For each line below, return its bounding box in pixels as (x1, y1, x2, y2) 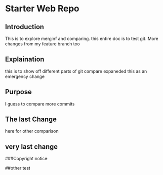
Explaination (5, 55, 44, 64)
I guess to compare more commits (5, 101, 75, 106)
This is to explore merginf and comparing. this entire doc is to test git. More (5, 35, 159, 41)
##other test (5, 165, 31, 171)
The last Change (5, 115, 57, 124)
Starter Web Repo (5, 3, 80, 14)
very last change (5, 142, 58, 151)
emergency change (5, 73, 45, 79)
